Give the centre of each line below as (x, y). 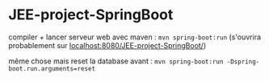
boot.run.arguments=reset (52, 69)
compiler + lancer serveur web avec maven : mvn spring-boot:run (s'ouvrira (134, 37)
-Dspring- (243, 62)
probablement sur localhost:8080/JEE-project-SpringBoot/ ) (107, 45)
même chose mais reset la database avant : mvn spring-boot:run (116, 61)
